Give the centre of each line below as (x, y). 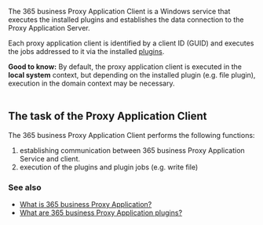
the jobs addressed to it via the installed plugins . (86, 51)
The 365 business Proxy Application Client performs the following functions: (131, 135)
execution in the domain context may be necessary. (91, 83)
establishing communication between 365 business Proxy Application (132, 150)
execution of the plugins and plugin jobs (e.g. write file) (109, 167)
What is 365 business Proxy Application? (86, 205)
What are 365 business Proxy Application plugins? (101, 213)
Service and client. (50, 158)
